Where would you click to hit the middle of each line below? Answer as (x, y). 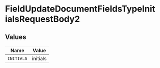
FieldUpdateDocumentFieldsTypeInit (80, 9)
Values (16, 37)
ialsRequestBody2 (43, 19)
